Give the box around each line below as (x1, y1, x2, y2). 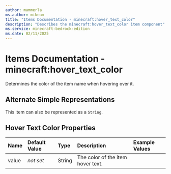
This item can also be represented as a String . (5, 109, 103, 115)
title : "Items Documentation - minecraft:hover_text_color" (5, 17, 136, 22)
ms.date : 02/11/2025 (5, 31, 49, 36)
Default (27, 138, 46, 146)
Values (133, 145, 151, 152)
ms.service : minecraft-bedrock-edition (5, 26, 90, 32)
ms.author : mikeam (5, 12, 44, 17)
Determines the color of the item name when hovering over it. (5, 80, 134, 86)
